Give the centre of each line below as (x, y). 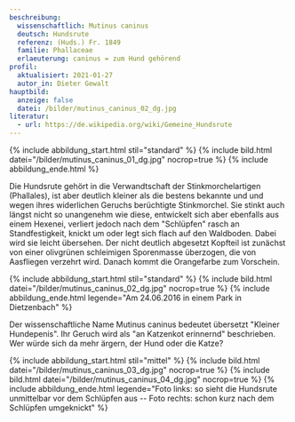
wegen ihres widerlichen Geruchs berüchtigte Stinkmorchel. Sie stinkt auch (147, 205)
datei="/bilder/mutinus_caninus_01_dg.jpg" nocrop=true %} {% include (139, 159)
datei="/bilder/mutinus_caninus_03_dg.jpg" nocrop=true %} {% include (140, 370)
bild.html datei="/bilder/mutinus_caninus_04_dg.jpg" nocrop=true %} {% (142, 379)
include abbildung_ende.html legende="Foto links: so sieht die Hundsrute (144, 389)
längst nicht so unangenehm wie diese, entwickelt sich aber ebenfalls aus (144, 215)
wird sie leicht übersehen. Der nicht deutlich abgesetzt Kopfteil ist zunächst (147, 243)
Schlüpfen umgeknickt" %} (59, 408)
